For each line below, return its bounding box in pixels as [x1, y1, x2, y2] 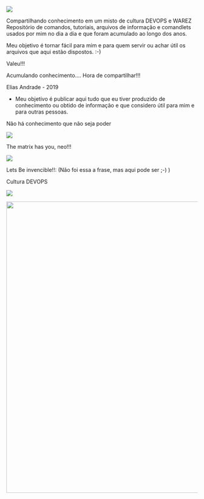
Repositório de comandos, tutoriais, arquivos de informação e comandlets [6, 24, 191, 30]
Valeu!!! [6, 60, 25, 67]
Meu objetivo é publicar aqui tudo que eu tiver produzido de [15, 95, 166, 103]
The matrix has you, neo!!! [6, 143, 72, 150]
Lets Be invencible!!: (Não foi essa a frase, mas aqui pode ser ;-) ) [6, 166, 171, 173]
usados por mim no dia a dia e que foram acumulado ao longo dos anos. [6, 30, 187, 37]
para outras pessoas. [15, 108, 69, 115]
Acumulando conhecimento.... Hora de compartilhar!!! [6, 72, 141, 79]
